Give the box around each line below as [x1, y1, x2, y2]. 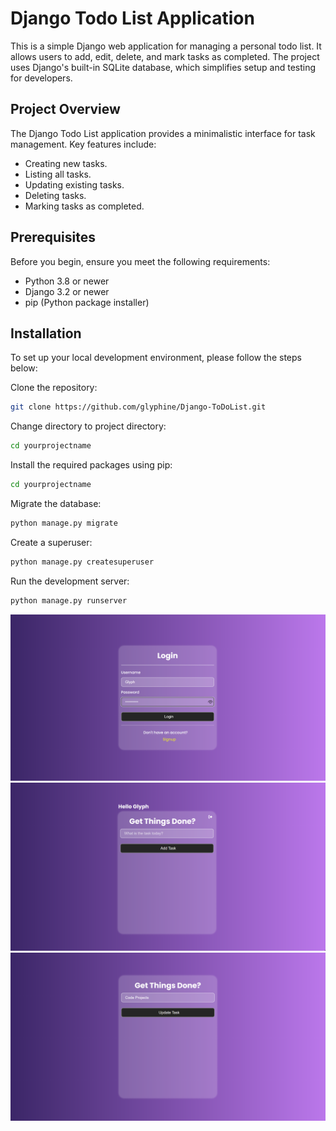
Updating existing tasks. [24, 178, 125, 191]
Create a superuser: [10, 536, 93, 548]
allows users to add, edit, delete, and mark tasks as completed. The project [10, 50, 320, 62]
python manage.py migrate [10, 518, 118, 528]
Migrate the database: [10, 498, 102, 509]
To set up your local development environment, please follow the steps [10, 352, 302, 364]
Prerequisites [10, 229, 96, 246]
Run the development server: [10, 575, 130, 587]
